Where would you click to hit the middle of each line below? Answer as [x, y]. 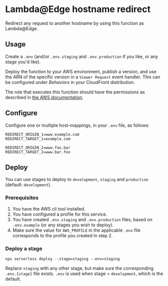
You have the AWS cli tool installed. [49, 209]
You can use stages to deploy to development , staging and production [77, 179]
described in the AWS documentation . [44, 97]
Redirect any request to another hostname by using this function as [75, 23]
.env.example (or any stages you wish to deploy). [63, 225]
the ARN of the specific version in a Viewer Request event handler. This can [83, 77]
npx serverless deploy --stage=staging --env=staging [63, 259]
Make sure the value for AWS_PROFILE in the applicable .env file [76, 230]
